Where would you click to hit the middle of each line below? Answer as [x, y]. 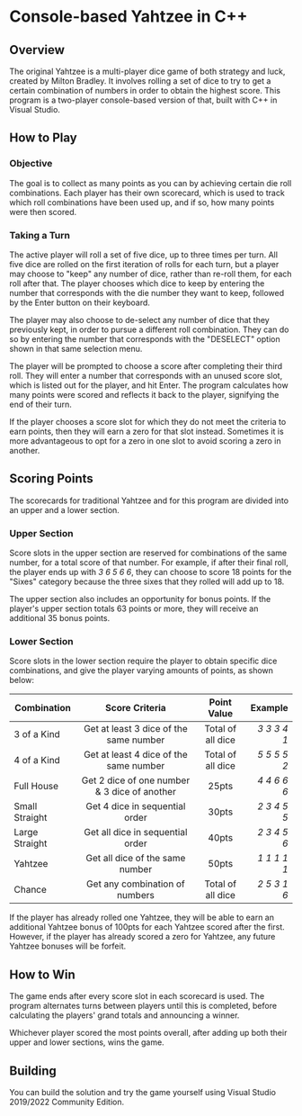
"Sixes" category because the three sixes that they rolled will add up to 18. [147, 581]
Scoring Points [52, 479]
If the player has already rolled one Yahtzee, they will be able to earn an [142, 918]
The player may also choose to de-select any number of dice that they [139, 319]
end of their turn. [40, 404]
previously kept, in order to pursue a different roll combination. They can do [149, 329]
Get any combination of [136, 884]
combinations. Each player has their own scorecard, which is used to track [147, 193]
